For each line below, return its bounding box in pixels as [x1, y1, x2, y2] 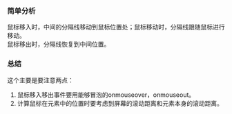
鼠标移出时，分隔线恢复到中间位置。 [7, 40, 110, 49]
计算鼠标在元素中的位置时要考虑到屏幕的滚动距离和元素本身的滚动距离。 [17, 99, 223, 107]
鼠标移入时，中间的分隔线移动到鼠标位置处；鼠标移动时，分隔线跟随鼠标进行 [7, 23, 225, 32]
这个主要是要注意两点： [7, 76, 74, 84]
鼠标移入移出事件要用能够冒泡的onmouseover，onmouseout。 [17, 91, 195, 99]
